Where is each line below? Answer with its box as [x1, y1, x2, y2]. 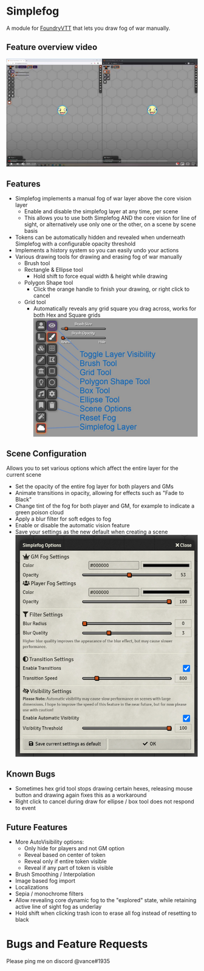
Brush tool [24, 260, 50, 267]
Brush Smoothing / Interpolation [15, 870, 95, 878]
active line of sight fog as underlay [15, 903, 102, 911]
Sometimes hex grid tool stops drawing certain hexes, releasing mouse [15, 785, 193, 792]
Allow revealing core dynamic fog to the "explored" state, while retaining [15, 897, 197, 904]
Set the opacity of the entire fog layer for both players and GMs [15, 483, 174, 490]
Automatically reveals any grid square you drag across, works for [33, 305, 197, 312]
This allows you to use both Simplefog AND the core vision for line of [24, 215, 197, 222]
